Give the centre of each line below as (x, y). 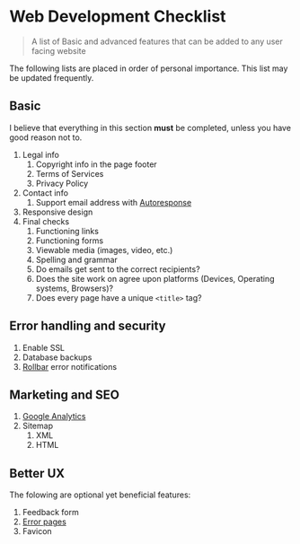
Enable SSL (44, 347)
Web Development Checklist (118, 17)
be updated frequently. (52, 77)
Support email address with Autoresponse (114, 202)
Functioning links (67, 231)
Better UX (37, 473)
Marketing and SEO (64, 395)
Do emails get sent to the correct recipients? (118, 269)
